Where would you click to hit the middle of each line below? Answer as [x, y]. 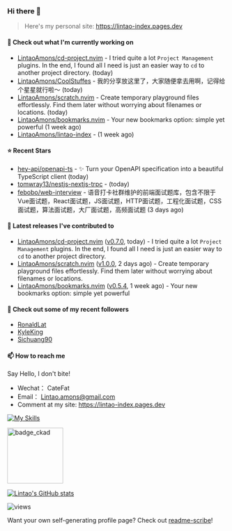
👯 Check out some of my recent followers [68, 309]
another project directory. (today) [65, 72]
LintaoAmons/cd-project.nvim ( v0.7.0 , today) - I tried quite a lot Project [119, 241]
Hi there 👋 [24, 11]
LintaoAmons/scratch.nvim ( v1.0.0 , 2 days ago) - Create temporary [113, 263]
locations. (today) [42, 112]
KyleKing [30, 332]
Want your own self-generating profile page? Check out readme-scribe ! [110, 521]
